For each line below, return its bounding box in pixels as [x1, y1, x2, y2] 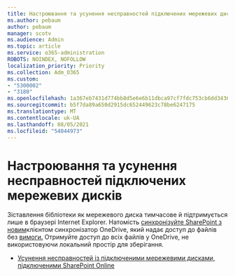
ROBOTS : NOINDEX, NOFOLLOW [7, 56, 86, 63]
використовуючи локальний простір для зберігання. [7, 240, 164, 249]
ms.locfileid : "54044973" [7, 127, 83, 134]
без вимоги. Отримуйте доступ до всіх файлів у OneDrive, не [7, 233, 189, 242]
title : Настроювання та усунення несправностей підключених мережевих [7, 10, 218, 18]
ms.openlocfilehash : [7, 95, 68, 102]
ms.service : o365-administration [7, 50, 105, 57]
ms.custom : [7, 75, 39, 83]
